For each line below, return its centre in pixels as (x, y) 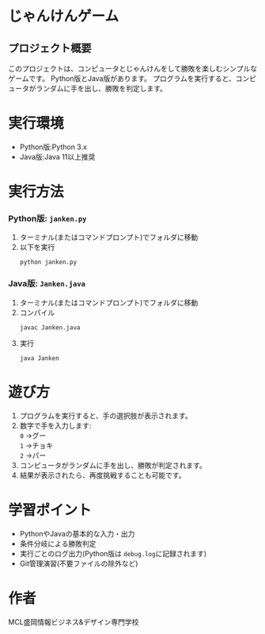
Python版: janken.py (47, 219)
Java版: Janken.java (47, 284)
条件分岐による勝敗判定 (58, 544)
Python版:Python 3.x (53, 147)
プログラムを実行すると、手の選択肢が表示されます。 (106, 415)
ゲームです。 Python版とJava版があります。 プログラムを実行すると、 (122, 79)
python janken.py (48, 263)
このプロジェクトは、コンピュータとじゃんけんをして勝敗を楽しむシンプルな (133, 69)
